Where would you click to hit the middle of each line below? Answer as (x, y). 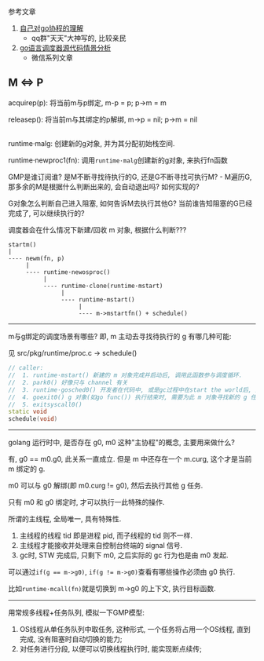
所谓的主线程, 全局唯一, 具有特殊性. (65, 519)
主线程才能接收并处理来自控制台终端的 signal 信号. (101, 546)
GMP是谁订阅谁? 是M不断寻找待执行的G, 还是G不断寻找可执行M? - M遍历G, (130, 177)
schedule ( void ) (33, 419)
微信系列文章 (52, 58)
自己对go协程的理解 (51, 28)
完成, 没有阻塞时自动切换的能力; (71, 639)
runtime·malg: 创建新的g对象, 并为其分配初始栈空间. (92, 144)
